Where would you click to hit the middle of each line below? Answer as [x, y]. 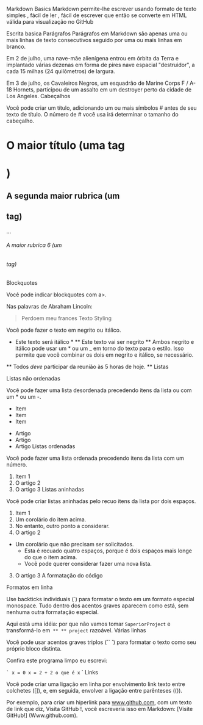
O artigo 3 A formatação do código [59, 576]
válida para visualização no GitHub [50, 22]
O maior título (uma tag [66, 145]
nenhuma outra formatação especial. [53, 612]
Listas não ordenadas [34, 379]
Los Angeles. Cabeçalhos [38, 96]
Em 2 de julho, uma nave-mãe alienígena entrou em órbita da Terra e [92, 58]
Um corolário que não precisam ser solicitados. [74, 545]
